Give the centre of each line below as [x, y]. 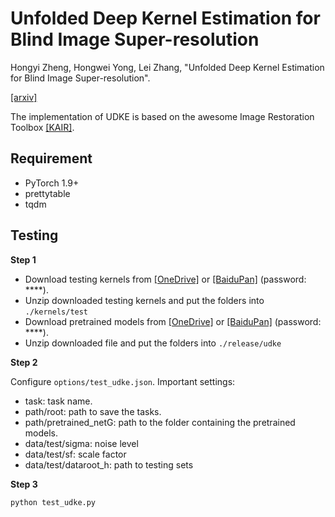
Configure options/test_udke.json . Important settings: [123, 381]
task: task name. [58, 401]
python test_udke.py [53, 502]
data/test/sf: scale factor [75, 454]
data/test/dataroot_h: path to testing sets [109, 464]
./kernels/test [56, 312]
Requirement [51, 158]
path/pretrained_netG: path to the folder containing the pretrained [160, 422]
